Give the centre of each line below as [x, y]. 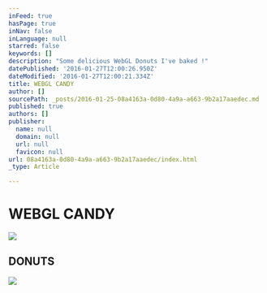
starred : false [34, 46]
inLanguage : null [38, 39]
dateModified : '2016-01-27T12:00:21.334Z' [81, 76]
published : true [36, 106]
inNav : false [30, 31]
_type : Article [34, 167]
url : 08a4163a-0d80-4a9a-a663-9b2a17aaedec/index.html [103, 159]
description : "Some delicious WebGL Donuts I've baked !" [108, 62]
